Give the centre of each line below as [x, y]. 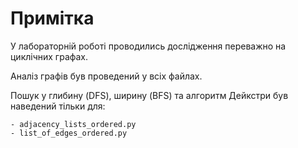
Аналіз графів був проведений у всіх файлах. [106, 76]
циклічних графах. [49, 56]
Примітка [52, 18]
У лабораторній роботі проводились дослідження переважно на [148, 46]
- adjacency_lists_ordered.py [73, 124]
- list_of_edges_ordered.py [69, 133]
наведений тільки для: [58, 106]
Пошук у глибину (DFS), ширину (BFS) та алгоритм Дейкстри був [149, 95]
